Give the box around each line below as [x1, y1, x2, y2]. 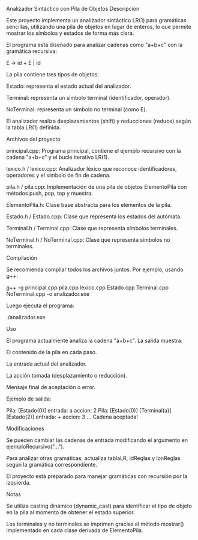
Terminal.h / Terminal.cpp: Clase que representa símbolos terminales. [6, 225, 178, 232]
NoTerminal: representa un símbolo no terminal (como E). [6, 106, 148, 113]
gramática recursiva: [6, 48, 57, 55]
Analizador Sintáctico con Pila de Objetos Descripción [6, 5, 140, 12]
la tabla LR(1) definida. [6, 124, 61, 131]
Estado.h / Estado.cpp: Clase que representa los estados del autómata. [6, 213, 182, 220]
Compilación [6, 254, 38, 261]
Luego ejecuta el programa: [6, 302, 75, 309]
